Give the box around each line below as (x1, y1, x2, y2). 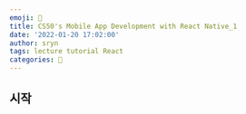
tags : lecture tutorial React (9, 47, 124, 56)
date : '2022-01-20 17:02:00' (9, 30, 120, 39)
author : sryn (9, 38, 59, 48)
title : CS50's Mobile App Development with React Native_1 (9, 22, 238, 31)
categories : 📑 (9, 55, 64, 64)
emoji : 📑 (9, 13, 43, 23)
